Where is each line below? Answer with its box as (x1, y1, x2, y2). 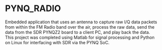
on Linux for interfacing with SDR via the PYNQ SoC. (5, 39, 110, 45)
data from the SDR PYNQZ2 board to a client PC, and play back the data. (5, 29, 150, 35)
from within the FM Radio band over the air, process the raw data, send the (5, 24, 155, 30)
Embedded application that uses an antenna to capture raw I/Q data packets (5, 19, 158, 25)
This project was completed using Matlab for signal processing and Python (5, 34, 155, 40)
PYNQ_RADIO (5, 3, 61, 14)
